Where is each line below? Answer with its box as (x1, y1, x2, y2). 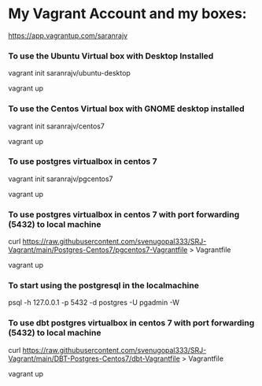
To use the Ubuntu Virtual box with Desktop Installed (8, 50, 214, 61)
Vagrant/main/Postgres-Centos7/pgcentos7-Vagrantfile (8, 245, 188, 254)
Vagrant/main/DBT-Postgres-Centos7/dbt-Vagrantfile (8, 354, 181, 363)
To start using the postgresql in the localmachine (8, 280, 199, 291)
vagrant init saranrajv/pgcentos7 (8, 174, 113, 184)
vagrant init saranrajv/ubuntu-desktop (8, 69, 131, 78)
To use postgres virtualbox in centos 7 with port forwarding (8, 209, 240, 220)
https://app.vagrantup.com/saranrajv (8, 31, 128, 40)
